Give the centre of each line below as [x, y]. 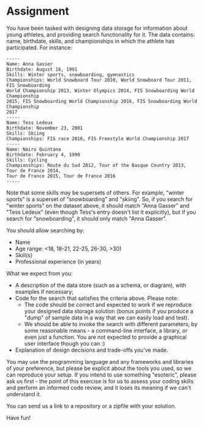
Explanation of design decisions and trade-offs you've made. [92, 350]
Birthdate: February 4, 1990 [43, 154]
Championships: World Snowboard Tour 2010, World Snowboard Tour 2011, [99, 80]
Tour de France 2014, [34, 171]
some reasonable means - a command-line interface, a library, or [106, 330]
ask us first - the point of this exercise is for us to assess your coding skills [100, 381]
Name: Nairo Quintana [34, 149]
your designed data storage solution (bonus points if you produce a [109, 311]
